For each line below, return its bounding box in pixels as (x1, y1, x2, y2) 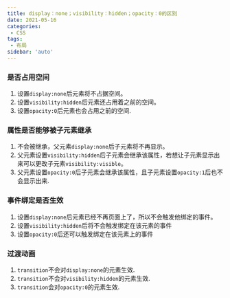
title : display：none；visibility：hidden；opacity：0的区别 (7, 10, 177, 17)
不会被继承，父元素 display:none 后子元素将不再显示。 (16, 142, 169, 151)
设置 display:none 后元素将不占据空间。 (16, 89, 127, 98)
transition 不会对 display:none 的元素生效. (16, 266, 135, 274)
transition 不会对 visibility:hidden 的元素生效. (16, 275, 151, 283)
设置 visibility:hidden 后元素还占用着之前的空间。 (16, 98, 160, 107)
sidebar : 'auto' (7, 49, 54, 56)
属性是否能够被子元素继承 (7, 125, 92, 135)
